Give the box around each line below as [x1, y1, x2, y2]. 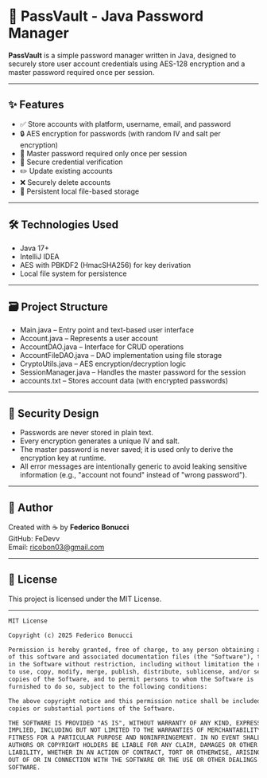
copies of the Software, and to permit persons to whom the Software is [8, 675, 254, 684]
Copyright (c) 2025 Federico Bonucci [8, 631, 133, 639]
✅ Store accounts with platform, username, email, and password [19, 119, 231, 128]
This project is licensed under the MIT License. [8, 594, 162, 603]
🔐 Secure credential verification [19, 157, 123, 167]
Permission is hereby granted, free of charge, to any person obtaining [8, 646, 254, 654]
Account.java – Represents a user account [19, 334, 159, 344]
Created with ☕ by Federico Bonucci [8, 522, 130, 532]
